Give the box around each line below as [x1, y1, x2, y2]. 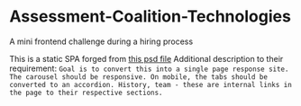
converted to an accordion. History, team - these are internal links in [9, 80, 293, 89]
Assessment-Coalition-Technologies [9, 6, 291, 27]
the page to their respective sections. [9, 88, 164, 97]
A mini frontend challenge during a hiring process [9, 36, 194, 47]
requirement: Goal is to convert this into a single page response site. [9, 63, 289, 74]
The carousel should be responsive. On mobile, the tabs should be [9, 72, 269, 82]
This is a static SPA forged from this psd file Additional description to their [9, 53, 284, 64]
